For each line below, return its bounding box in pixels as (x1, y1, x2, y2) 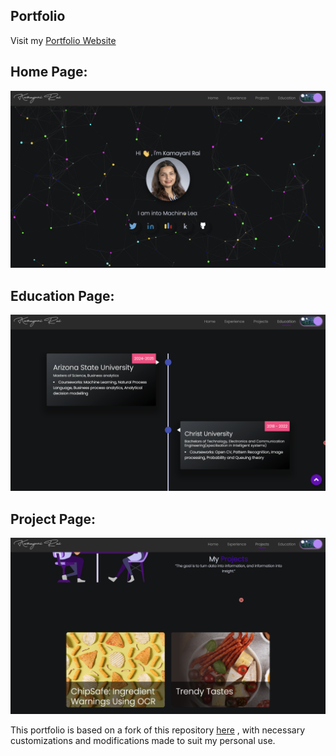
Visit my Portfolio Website (10, 34, 117, 46)
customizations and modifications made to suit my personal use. (10, 735, 276, 747)
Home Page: (10, 64, 88, 81)
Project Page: (10, 510, 97, 528)
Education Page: (10, 287, 115, 304)
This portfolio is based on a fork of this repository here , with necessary (10, 724, 306, 736)
